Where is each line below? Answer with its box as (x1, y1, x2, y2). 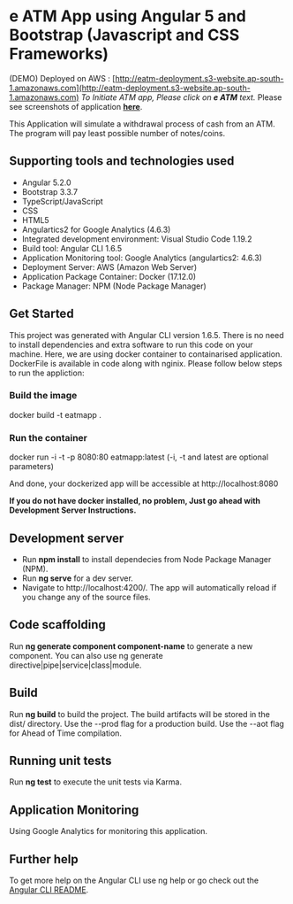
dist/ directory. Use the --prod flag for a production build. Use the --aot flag (9, 718, 285, 729)
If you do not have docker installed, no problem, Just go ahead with (9, 496, 261, 506)
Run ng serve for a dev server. (21, 573, 134, 583)
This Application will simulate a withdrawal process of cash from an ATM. (9, 118, 275, 129)
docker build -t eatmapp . (9, 409, 101, 420)
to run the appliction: (9, 367, 85, 378)
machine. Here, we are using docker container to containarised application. (9, 348, 282, 359)
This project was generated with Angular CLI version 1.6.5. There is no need (9, 329, 284, 340)
